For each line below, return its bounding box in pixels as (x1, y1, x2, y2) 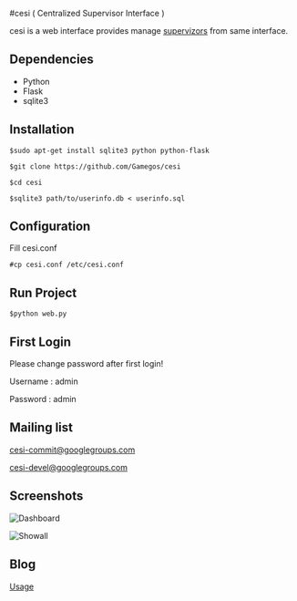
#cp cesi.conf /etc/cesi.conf (9, 260, 125, 270)
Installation (9, 122, 75, 138)
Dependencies (9, 52, 94, 67)
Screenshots (9, 488, 84, 504)
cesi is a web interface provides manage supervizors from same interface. (9, 26, 289, 36)
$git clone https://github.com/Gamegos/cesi (9, 161, 181, 171)
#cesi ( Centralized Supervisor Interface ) (9, 8, 166, 18)
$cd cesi (9, 178, 43, 187)
